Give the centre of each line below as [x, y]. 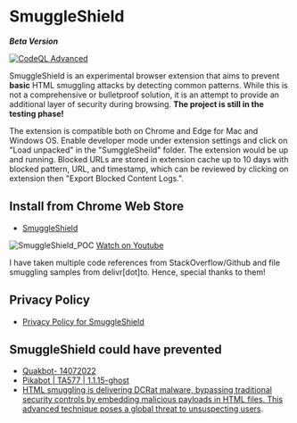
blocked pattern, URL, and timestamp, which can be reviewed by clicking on [149, 169]
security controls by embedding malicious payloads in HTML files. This [153, 400]
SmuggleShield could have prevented [115, 349]
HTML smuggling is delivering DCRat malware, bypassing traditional [147, 390]
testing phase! [37, 113]
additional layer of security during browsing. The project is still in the [137, 104]
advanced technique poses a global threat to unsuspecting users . [143, 409]
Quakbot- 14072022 [59, 371]
